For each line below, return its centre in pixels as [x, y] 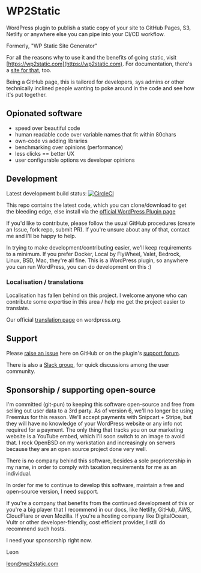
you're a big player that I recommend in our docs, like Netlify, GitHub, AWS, [99, 510]
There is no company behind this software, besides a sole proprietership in [99, 461]
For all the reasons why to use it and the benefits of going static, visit [91, 57]
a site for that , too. [29, 70]
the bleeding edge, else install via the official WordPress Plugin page [91, 211]
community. [21, 371]
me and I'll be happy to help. [41, 236]
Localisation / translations [45, 282]
